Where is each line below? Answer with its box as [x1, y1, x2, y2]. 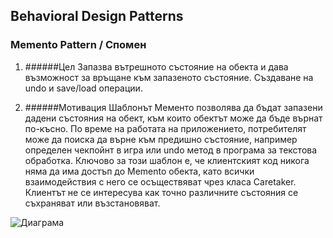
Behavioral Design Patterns [10, 8, 184, 25]
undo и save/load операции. [24, 82, 143, 94]
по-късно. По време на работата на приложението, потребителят [24, 122, 307, 134]
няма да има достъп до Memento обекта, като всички [24, 165, 255, 177]
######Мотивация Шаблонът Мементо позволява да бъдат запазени [24, 101, 323, 113]
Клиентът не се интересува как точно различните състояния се [24, 186, 299, 198]
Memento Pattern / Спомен [10, 38, 147, 52]
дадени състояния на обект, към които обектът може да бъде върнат [24, 112, 323, 124]
